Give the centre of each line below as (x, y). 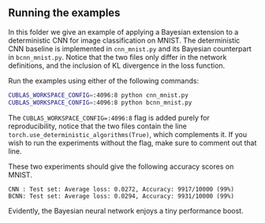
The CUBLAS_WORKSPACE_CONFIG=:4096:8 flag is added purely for (109, 117)
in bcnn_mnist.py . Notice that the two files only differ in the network (118, 57)
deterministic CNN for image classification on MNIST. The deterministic (124, 40)
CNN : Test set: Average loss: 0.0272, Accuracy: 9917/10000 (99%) (121, 189)
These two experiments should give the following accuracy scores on (121, 166)
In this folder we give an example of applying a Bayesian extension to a (123, 32)
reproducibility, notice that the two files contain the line (97, 126)
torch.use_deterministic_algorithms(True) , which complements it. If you (128, 134)
